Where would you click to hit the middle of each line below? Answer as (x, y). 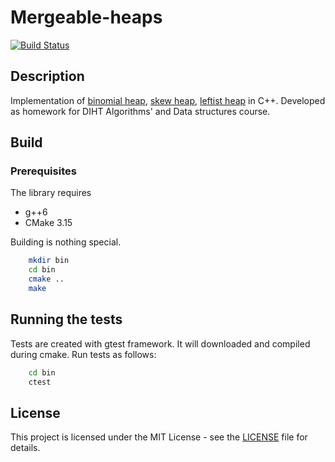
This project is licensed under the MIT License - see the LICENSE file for (159, 437)
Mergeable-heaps (86, 17)
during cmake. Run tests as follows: (83, 354)
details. (25, 448)
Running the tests (66, 319)
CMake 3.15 (48, 223)
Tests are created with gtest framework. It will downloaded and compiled (160, 343)
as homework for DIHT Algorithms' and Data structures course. (140, 111)
